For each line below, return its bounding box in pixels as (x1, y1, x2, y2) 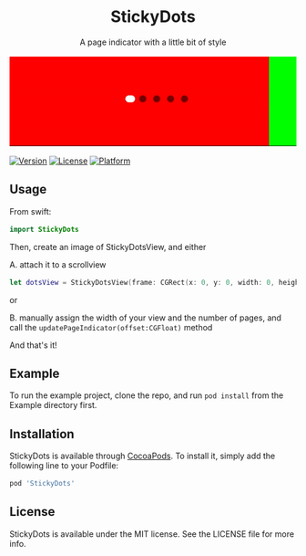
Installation (9, 426, 75, 442)
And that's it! (9, 340, 57, 351)
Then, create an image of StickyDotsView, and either (9, 241, 207, 252)
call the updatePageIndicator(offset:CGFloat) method (9, 321, 213, 332)
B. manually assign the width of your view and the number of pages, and (9, 312, 282, 323)
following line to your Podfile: (9, 460, 119, 471)
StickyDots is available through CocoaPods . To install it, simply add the (9, 450, 276, 462)
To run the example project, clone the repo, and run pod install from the (9, 390, 284, 401)
